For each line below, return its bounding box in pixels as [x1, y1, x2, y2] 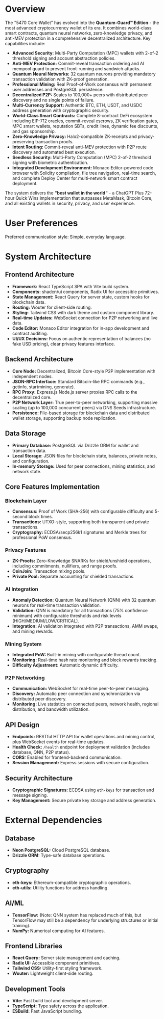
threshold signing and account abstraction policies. [12, 55, 116, 61]
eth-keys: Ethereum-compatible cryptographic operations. [12, 880, 131, 885]
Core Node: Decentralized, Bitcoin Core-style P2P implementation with [12, 368, 156, 374]
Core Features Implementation [5, 483, 100, 491]
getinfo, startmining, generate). [12, 384, 75, 390]
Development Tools [5, 985, 66, 993]
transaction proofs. [35, 138, 74, 144]
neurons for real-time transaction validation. [12, 602, 101, 608]
